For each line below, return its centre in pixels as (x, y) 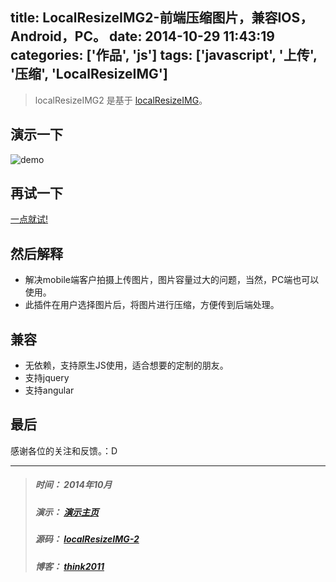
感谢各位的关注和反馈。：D (64, 450)
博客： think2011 (69, 566)
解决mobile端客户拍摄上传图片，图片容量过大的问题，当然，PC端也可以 (172, 280)
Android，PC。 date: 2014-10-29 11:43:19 (142, 36)
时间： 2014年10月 (73, 485)
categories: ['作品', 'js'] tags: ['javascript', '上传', (164, 55)
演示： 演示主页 (67, 512)
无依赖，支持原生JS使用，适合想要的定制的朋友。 (126, 365)
